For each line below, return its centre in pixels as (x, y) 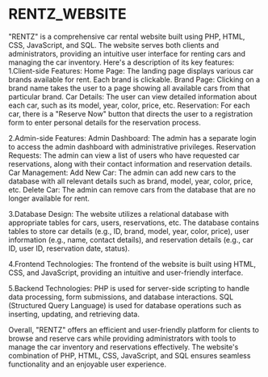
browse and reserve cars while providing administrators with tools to (122, 338)
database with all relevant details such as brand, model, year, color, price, (131, 181)
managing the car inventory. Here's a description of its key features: (121, 62)
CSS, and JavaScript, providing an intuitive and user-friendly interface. (126, 273)
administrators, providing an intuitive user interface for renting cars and (127, 53)
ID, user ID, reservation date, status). (69, 248)
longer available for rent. (49, 198)
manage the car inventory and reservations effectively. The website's (124, 347)
